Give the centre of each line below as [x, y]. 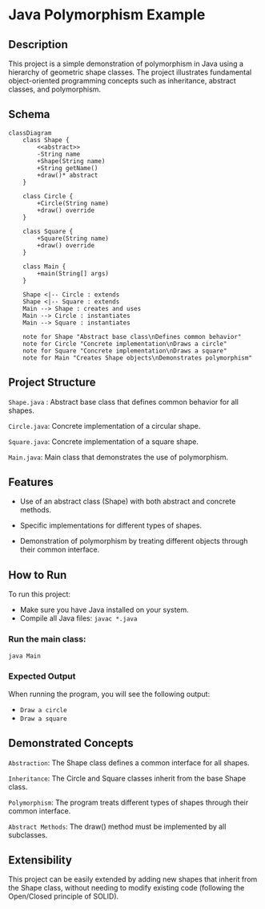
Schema [29, 114]
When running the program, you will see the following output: [109, 694]
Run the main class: [47, 639]
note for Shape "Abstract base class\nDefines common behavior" [132, 336]
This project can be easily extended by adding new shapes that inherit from [133, 879]
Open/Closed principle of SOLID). [64, 896]
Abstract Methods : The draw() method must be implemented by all [117, 826]
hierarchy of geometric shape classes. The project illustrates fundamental [130, 72]
